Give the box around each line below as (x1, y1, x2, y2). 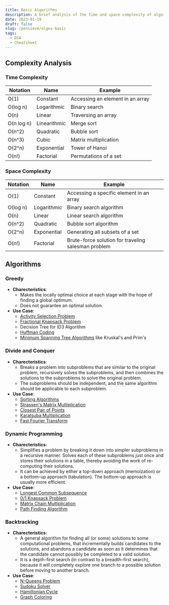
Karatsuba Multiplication (20, 412, 71, 418)
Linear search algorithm (67, 212, 123, 219)
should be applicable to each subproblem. (20, 385, 108, 391)
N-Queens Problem (20, 578, 60, 584)
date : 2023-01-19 (5, 17, 42, 22)
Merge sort (70, 120, 97, 127)
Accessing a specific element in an (67, 189, 149, 196)
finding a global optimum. (20, 297, 73, 303)
